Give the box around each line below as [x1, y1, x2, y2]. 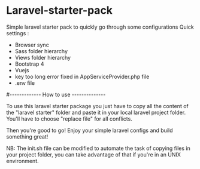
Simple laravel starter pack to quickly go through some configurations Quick [6, 23, 195, 30]
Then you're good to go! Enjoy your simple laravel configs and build [6, 127, 173, 134]
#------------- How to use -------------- [6, 91, 106, 98]
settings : [6, 29, 29, 36]
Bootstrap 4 [14, 60, 44, 67]
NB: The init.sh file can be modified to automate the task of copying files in [6, 145, 190, 152]
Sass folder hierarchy [14, 47, 68, 54]
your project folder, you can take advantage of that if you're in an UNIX [6, 150, 181, 158]
